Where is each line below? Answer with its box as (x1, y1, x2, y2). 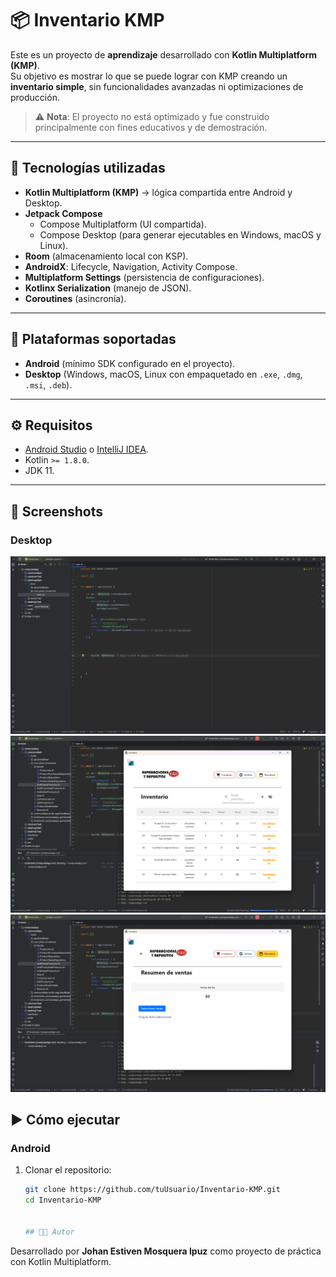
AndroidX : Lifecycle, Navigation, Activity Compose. (24, 260, 238, 272)
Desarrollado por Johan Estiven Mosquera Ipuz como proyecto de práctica (10, 1245, 322, 1257)
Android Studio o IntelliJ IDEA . (24, 443, 149, 456)
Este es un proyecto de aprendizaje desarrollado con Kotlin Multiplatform (10, 48, 317, 61)
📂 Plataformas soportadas (10, 331, 177, 348)
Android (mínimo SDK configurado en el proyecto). (24, 357, 236, 369)
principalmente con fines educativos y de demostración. (34, 121, 268, 133)
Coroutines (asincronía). (24, 292, 127, 304)
